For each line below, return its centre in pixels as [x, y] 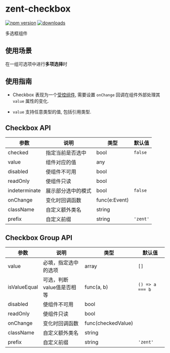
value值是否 [57, 288]
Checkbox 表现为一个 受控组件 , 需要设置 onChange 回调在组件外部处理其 [86, 95]
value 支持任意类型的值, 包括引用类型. [52, 111]
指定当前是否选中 [66, 153]
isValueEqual [23, 287]
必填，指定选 [58, 263]
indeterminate [24, 190]
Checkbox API [28, 128]
